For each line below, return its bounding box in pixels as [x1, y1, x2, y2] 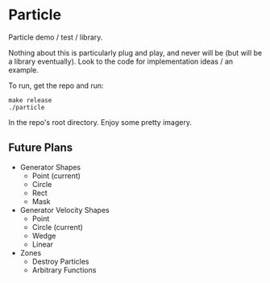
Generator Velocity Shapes [19, 205, 110, 214]
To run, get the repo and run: [8, 81, 104, 90]
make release [8, 96, 52, 104]
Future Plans [8, 141, 73, 155]
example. [8, 65, 39, 74]
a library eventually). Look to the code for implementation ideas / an [8, 56, 234, 66]
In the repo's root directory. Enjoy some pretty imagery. [8, 117, 192, 127]
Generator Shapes [19, 162, 81, 172]
